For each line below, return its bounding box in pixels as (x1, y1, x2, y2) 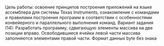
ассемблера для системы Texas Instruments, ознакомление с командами (5, 9, 160, 15)
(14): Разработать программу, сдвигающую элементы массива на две (5, 25, 153, 31)
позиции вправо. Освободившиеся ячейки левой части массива (5, 30, 141, 36)
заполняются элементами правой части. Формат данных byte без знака (5, 35, 157, 41)
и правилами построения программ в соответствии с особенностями (5, 15, 152, 20)
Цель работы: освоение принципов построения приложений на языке (5, 4, 152, 10)
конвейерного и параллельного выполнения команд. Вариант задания (5, 20, 154, 25)
